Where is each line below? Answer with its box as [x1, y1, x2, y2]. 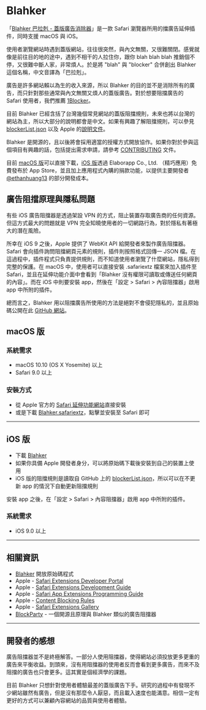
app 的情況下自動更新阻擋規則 [22, 482, 98, 490]
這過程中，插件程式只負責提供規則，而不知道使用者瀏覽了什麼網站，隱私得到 [6, 255, 200, 263]
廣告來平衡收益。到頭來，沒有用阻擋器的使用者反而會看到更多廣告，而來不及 [6, 661, 200, 668]
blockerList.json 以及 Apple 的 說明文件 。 [6, 125, 109, 133]
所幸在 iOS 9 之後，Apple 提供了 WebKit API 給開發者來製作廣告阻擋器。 [6, 240, 189, 247]
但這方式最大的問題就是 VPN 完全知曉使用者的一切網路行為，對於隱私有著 [6, 219, 193, 226]
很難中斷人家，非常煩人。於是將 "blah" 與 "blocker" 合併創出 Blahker [22, 61, 196, 68]
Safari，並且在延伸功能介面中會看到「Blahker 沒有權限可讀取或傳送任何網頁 [6, 271, 197, 278]
